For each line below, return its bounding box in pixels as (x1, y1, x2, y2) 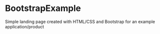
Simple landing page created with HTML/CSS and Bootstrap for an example (5, 19, 156, 24)
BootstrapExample (5, 3, 81, 14)
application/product (5, 23, 44, 29)
